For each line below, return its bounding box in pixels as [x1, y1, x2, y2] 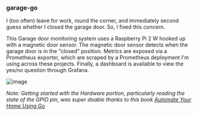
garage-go [6, 4, 38, 12]
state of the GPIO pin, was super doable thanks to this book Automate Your [6, 96, 192, 103]
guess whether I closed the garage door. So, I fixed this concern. [6, 23, 166, 30]
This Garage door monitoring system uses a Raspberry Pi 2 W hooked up [6, 35, 186, 42]
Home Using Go [6, 102, 45, 110]
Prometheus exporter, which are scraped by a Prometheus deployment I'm [6, 54, 189, 61]
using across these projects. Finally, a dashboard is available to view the [6, 60, 184, 67]
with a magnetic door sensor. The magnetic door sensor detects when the [6, 41, 188, 48]
